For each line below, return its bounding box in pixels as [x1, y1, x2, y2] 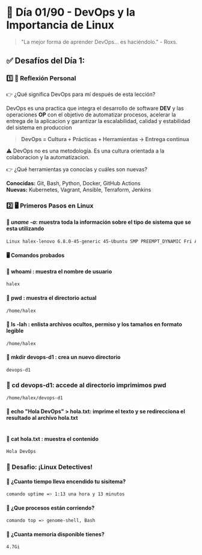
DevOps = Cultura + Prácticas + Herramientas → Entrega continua [20, 135, 189, 142]
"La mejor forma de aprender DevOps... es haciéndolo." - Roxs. [20, 38, 178, 45]
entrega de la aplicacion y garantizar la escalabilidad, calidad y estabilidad [6, 117, 191, 124]
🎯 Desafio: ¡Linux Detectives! [6, 463, 93, 471]
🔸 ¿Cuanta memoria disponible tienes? [6, 530, 105, 538]
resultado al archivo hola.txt [6, 414, 78, 422]
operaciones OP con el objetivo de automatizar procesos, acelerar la [6, 111, 176, 118]
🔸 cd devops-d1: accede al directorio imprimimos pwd [6, 381, 167, 390]
